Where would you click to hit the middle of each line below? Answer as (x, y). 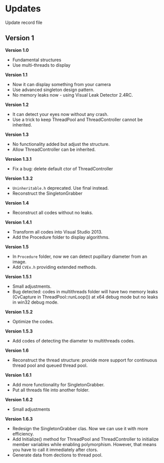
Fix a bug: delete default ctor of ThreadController (63, 169)
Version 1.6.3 (19, 419)
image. (19, 261)
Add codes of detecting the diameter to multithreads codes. (74, 341)
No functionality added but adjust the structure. (61, 144)
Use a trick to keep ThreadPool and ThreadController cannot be (78, 119)
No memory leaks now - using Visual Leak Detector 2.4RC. (73, 95)
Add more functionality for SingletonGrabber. (58, 384)
